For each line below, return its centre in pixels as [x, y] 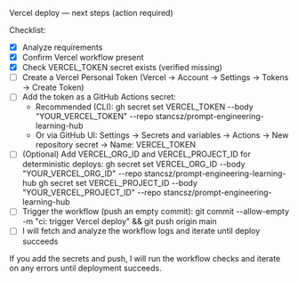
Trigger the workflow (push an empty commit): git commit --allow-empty [156, 212]
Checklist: [28, 30]
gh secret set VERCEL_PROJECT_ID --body [118, 183]
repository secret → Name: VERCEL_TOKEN [115, 145]
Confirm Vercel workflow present [83, 58]
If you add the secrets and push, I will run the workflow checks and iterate [145, 258]
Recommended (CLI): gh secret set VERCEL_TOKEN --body [144, 107]
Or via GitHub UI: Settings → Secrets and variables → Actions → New [162, 135]
